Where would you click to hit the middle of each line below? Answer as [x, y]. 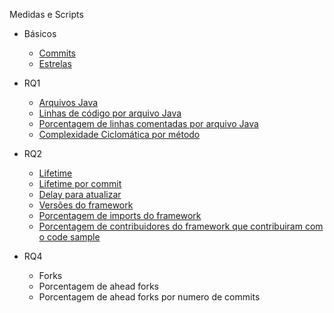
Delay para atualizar [80, 194]
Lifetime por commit [80, 183]
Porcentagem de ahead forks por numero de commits [149, 297]
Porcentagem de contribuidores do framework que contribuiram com [181, 226]
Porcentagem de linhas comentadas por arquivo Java [148, 123]
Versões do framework [86, 205]
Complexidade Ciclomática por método [119, 134]
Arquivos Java [68, 102]
